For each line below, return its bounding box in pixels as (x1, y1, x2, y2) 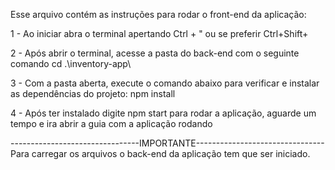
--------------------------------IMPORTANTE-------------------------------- (10, 137, 325, 149)
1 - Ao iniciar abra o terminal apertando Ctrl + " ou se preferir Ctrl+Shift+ (10, 28, 309, 39)
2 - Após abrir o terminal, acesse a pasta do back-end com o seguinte (10, 47, 300, 59)
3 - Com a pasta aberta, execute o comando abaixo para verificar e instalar (10, 77, 320, 89)
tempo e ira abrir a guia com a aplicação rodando (10, 118, 213, 129)
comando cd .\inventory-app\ (10, 58, 132, 69)
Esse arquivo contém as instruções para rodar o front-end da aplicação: (10, 9, 307, 20)
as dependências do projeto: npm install (10, 88, 176, 99)
